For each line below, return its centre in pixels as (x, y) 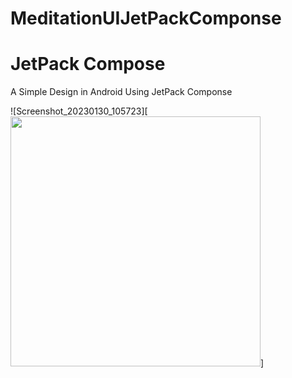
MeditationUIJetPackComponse (146, 18)
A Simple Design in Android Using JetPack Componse (121, 92)
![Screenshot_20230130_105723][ (79, 111)
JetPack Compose (88, 64)
